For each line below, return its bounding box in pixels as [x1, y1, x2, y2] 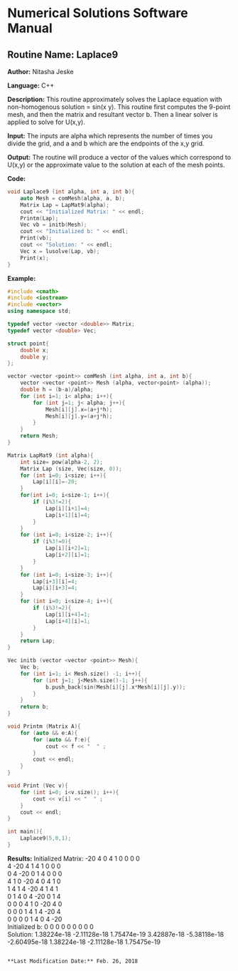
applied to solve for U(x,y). [7, 118, 85, 126]
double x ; [20, 346, 50, 354]
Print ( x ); [20, 255, 50, 262]
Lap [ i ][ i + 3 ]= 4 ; [33, 585, 78, 592]
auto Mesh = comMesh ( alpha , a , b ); [20, 195, 126, 202]
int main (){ [7, 828, 43, 836]
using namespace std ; [7, 308, 72, 315]
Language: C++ [7, 81, 55, 90]
